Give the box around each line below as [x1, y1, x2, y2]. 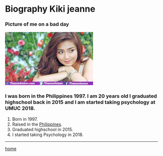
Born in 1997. [12, 116, 38, 122]
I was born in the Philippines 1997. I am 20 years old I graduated [5, 93, 157, 99]
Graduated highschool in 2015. [12, 126, 74, 132]
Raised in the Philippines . [12, 121, 63, 127]
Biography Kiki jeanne [5, 3, 96, 15]
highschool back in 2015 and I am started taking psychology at [5, 99, 156, 106]
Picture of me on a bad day [5, 21, 69, 28]
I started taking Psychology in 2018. [12, 132, 84, 137]
